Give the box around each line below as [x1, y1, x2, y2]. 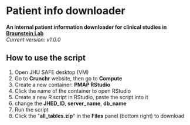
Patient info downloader [6, 4, 125, 18]
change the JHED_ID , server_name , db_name [14, 100, 127, 107]
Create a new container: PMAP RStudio [14, 81, 110, 88]
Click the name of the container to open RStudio [14, 87, 131, 94]
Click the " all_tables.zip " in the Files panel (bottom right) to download [14, 112, 185, 119]
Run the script [14, 106, 49, 113]
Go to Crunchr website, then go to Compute [14, 75, 123, 82]
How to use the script [6, 53, 86, 63]
